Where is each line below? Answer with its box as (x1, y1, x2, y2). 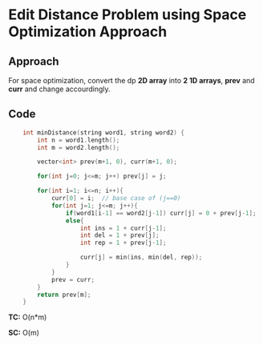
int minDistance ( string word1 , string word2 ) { (22, 128, 184, 137)
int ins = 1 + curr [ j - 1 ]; (79, 224, 167, 232)
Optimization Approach (8, 22, 168, 41)
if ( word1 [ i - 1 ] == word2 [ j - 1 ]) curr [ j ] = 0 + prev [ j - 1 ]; (65, 209, 257, 217)
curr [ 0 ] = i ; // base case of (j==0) (51, 195, 181, 203)
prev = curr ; (51, 275, 95, 283)
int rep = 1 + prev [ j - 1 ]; (79, 239, 167, 247)
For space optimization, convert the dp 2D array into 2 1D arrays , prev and (8, 76, 255, 85)
